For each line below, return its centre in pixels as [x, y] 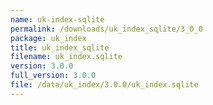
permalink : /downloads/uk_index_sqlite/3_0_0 [106, 29]
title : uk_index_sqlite [60, 47]
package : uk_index [48, 38]
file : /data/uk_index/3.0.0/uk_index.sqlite [104, 85]
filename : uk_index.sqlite [66, 57]
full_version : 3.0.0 [53, 76]
